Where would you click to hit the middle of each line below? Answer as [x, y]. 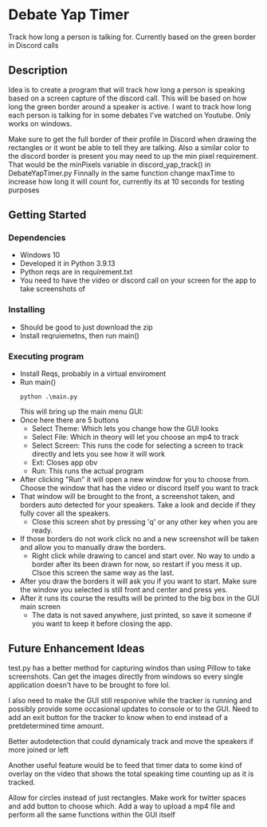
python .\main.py [49, 397]
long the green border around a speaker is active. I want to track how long [130, 106]
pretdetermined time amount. [56, 726]
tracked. [22, 782]
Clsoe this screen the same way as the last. [103, 573]
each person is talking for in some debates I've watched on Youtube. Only [130, 115]
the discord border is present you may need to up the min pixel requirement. [133, 156]
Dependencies [37, 238]
